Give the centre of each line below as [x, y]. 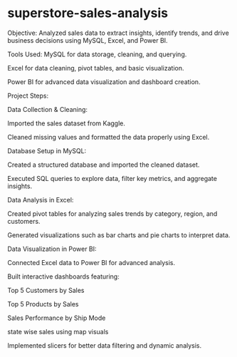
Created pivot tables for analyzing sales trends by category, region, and [112, 213]
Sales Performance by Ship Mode [57, 318]
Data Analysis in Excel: [41, 200]
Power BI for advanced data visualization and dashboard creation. [104, 82]
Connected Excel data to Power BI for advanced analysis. [91, 262]
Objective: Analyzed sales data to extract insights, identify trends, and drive [118, 33]
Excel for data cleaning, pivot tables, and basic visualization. [96, 68]
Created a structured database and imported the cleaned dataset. [104, 165]
